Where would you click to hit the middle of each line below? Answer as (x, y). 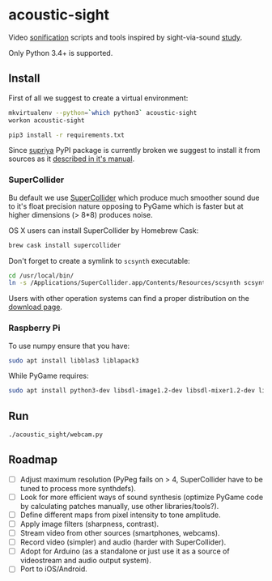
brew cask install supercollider (65, 245)
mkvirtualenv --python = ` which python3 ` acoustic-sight (103, 112)
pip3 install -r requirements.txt (67, 135)
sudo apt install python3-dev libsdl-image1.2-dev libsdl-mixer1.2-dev (132, 391)
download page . (36, 307)
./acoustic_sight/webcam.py (56, 435)
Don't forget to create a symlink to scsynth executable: (99, 261)
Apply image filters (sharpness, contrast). (89, 524)
